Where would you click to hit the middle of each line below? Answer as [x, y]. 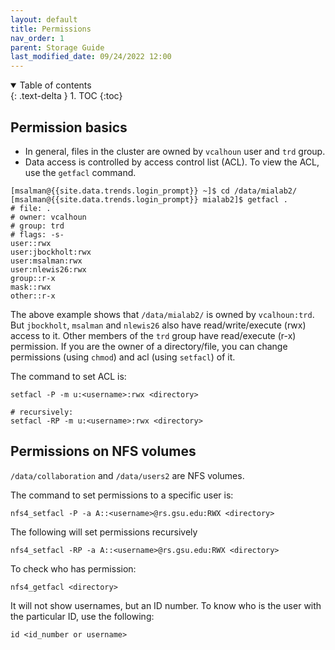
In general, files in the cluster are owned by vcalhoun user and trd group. [175, 151]
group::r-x [33, 278]
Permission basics [69, 127]
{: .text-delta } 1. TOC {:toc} [66, 96]
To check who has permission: [73, 568]
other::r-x [33, 296]
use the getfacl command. [80, 172]
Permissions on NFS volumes [103, 451]
